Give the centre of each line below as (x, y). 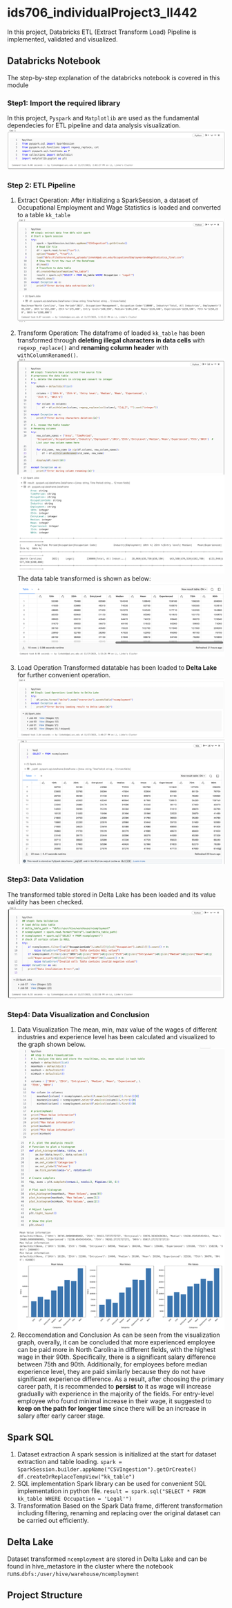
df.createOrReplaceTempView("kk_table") (76, 1477)
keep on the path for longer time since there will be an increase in (112, 1408)
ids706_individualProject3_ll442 (102, 13)
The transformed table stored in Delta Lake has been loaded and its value (112, 895)
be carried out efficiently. (53, 1520)
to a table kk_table (44, 215)
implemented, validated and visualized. (63, 39)
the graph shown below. (51, 1044)
